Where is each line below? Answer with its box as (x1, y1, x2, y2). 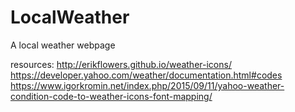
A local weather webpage (10, 39, 116, 51)
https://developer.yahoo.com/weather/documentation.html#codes (10, 69, 283, 81)
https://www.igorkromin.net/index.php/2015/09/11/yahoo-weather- (10, 79, 285, 91)
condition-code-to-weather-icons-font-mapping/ (10, 90, 213, 102)
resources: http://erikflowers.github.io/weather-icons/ (10, 58, 232, 70)
